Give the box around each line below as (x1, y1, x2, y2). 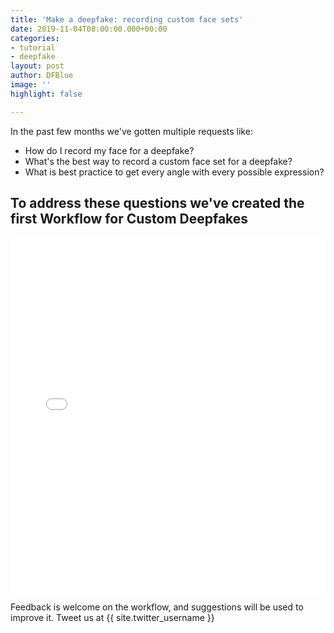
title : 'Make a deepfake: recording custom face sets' (10, 14, 244, 25)
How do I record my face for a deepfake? (24, 144, 195, 156)
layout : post (10, 61, 65, 71)
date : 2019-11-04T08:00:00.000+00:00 (10, 24, 168, 34)
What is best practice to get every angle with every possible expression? (24, 166, 325, 178)
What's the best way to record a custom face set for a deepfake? (24, 155, 293, 167)
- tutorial (10, 42, 56, 53)
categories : (10, 33, 60, 43)
